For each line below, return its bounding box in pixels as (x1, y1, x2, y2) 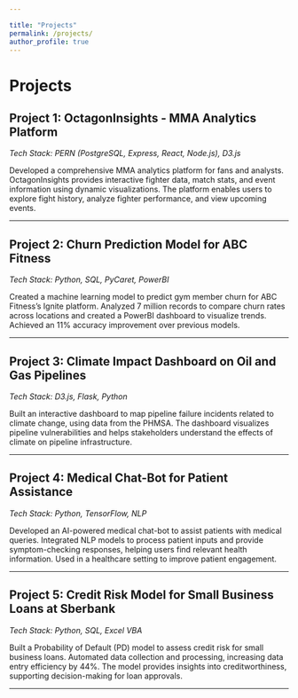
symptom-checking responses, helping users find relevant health (9, 544, 247, 554)
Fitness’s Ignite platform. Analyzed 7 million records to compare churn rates (9, 301, 286, 311)
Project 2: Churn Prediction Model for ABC (9, 237, 248, 252)
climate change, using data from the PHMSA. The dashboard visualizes (9, 418, 270, 428)
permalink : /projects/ (9, 28, 93, 38)
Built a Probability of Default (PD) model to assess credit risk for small (9, 642, 264, 653)
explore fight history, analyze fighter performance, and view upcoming (9, 193, 268, 204)
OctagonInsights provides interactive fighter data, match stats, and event (9, 175, 276, 185)
